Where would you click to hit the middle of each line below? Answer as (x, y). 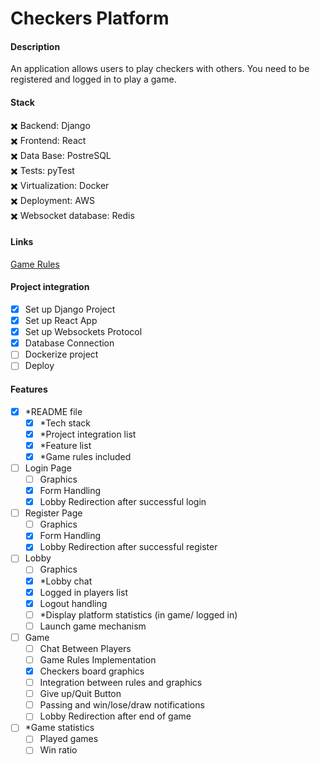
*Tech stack (65, 423)
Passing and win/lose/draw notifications (122, 705)
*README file (53, 411)
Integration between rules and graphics (121, 683)
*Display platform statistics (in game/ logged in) (138, 614)
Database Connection (69, 343)
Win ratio (58, 750)
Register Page (53, 513)
